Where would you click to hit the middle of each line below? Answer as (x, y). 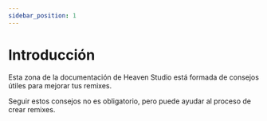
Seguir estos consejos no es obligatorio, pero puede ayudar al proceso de (130, 101)
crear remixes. (32, 109)
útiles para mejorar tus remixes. (60, 85)
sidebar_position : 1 (43, 16)
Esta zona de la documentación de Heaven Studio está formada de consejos (133, 77)
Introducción (52, 55)
